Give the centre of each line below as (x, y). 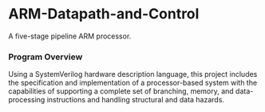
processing (27, 100)
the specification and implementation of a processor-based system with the (133, 83)
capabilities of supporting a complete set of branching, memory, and (121, 91)
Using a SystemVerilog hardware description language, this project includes (133, 74)
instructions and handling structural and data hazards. (136, 100)
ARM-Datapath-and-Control (104, 14)
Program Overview (45, 57)
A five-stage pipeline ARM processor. (70, 36)
